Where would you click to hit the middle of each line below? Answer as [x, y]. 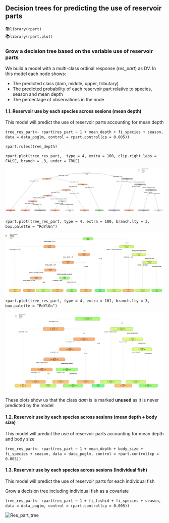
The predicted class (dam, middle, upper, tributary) [66, 84]
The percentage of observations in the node [58, 100]
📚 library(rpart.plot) [29, 36]
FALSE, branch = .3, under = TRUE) [43, 161]
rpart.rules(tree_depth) [31, 147]
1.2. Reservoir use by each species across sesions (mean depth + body [81, 417]
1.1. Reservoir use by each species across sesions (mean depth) [73, 111]
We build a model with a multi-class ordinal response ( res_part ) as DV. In [81, 69]
